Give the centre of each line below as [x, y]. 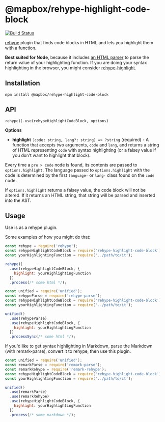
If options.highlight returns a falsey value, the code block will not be [75, 190]
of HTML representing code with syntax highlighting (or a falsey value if [84, 150]
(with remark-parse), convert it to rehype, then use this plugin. [68, 351]
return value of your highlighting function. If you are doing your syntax [76, 62]
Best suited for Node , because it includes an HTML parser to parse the [77, 57]
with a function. [21, 48]
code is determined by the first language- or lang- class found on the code [80, 175]
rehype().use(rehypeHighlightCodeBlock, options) [57, 121]
